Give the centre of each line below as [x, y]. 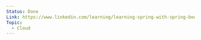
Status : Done [22, 11]
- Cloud [21, 28]
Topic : [14, 22]
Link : [13, 17]
